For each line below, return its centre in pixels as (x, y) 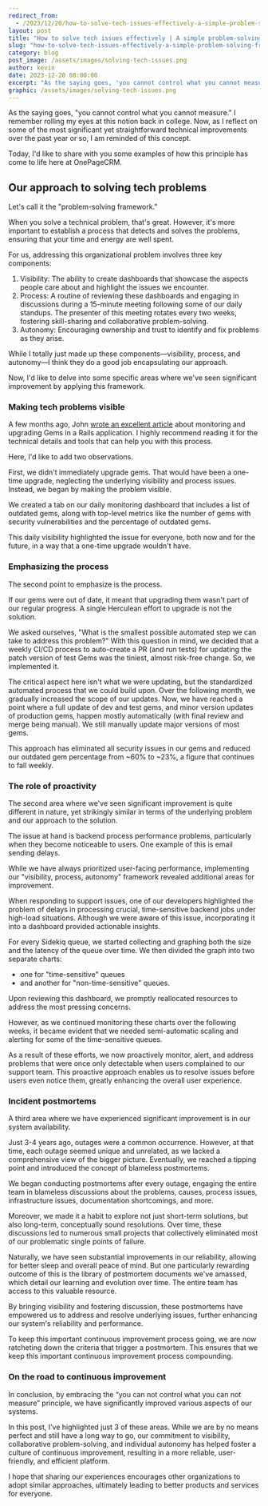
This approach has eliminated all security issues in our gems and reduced (130, 748)
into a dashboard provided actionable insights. (85, 927)
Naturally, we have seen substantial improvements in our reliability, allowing (132, 1257)
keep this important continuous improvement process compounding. (121, 1356)
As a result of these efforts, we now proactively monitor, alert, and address (131, 1055)
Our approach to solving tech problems (108, 188)
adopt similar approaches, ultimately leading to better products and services (134, 1484)
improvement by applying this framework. (77, 387)
